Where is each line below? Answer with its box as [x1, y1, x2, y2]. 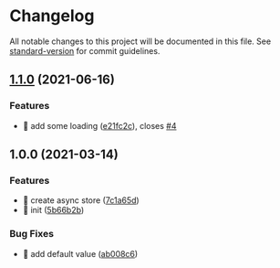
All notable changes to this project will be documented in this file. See [9, 36, 272, 47]
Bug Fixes [9, 228, 55, 241]
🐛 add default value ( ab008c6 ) [22, 248, 139, 259]
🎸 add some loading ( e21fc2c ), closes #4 [22, 120, 177, 131]
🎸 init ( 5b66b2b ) [22, 205, 85, 216]
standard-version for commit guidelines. [9, 45, 161, 56]
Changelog [9, 5, 95, 27]
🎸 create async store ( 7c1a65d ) [22, 195, 140, 206]
